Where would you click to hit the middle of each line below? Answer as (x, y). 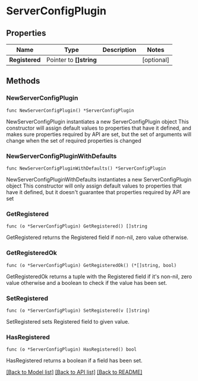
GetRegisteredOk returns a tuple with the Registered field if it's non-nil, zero (99, 276)
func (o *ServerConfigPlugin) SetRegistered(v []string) (78, 311)
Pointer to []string (72, 60)
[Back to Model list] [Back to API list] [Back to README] (74, 372)
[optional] (155, 60)
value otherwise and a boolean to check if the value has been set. (87, 282)
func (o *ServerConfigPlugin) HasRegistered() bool (71, 350)
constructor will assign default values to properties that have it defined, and (99, 128)
